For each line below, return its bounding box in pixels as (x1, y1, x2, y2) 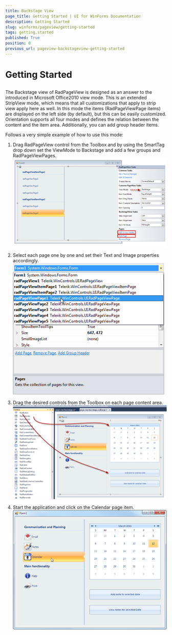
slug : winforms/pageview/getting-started (5, 25, 95, 30)
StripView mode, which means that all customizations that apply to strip (5, 100, 156, 106)
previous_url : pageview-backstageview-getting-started (5, 46, 125, 51)
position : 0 (5, 41, 31, 46)
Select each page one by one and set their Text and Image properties (12, 252, 159, 258)
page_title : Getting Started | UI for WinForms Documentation (5, 13, 141, 19)
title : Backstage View (5, 8, 54, 13)
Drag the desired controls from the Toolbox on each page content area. (12, 400, 163, 406)
